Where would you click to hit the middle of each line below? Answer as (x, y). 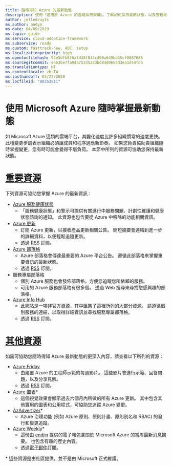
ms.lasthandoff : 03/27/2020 (35, 77)
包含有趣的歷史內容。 (58, 441)
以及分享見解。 (45, 379)
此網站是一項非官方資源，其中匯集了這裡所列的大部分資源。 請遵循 (91, 306)
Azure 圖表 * (25, 392)
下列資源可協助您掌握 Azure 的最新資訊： (49, 193)
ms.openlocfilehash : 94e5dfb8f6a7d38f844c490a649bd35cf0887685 (74, 58)
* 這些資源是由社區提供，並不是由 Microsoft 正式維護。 (63, 458)
